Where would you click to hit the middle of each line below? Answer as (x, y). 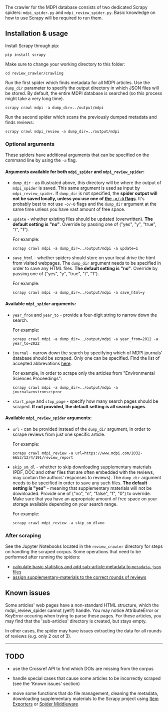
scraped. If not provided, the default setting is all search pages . (79, 406)
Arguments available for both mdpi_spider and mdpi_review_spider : (75, 172)
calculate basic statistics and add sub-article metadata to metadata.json (86, 567)
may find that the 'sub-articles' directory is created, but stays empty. (76, 621)
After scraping (23, 535)
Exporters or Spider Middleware (45, 704)
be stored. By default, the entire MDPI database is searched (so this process (84, 93)
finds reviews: (19, 122)
